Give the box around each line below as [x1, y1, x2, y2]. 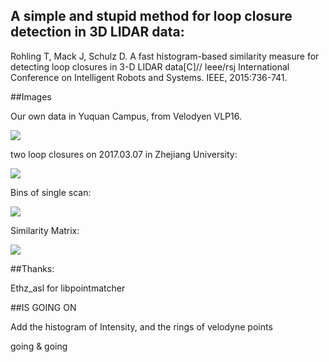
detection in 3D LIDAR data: [10, 24, 185, 41]
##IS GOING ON [10, 301, 77, 313]
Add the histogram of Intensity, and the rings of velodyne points [10, 320, 273, 333]
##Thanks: [10, 262, 55, 274]
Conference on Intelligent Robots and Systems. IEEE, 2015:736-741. [10, 71, 288, 83]
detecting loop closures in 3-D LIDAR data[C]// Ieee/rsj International [10, 60, 290, 73]
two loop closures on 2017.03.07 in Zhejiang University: [10, 148, 238, 160]
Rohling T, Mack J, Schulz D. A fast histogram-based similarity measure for [10, 50, 320, 62]
